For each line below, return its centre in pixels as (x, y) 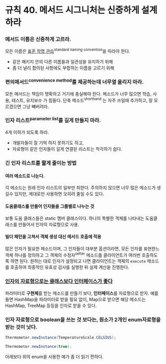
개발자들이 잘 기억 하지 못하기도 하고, (48, 143)
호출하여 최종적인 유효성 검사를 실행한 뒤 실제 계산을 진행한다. (70, 267)
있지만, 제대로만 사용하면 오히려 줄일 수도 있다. (59, 194)
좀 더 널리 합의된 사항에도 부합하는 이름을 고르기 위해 (63, 68)
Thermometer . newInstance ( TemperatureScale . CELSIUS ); (61, 338)
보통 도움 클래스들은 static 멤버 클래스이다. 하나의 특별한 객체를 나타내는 (75, 218)
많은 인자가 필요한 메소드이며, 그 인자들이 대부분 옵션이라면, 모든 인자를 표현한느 (83, 249)
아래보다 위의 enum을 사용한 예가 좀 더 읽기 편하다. (55, 357)
